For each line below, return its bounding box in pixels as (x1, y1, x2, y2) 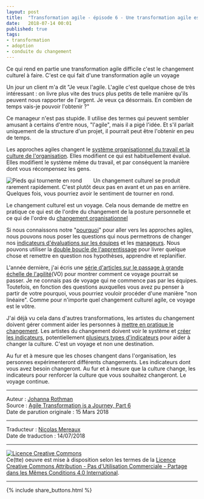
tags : (6, 32, 20, 38)
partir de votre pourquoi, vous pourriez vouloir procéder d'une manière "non (6, 289, 197, 297)
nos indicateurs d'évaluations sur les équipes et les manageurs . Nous (6, 239, 180, 246)
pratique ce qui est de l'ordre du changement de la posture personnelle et (6, 208, 191, 215)
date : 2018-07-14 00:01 (6, 20, 72, 26)
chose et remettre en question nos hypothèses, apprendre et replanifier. (6, 252, 186, 259)
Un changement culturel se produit (93, 177, 180, 184)
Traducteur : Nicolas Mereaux (6, 425, 81, 433)
